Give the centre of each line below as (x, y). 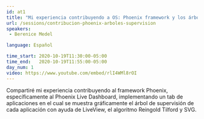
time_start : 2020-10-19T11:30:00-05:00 (57, 56)
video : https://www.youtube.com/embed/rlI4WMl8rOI (72, 73)
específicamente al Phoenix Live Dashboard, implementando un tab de (95, 97)
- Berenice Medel (31, 34)
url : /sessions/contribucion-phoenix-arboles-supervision (81, 23)
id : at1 (16, 12)
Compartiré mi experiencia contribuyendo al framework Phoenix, (87, 90)
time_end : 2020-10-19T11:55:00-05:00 (57, 62)
